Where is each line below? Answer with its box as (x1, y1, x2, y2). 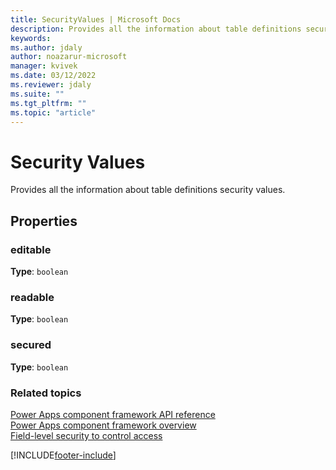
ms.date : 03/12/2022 (10, 71, 97, 81)
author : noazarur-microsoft (10, 52, 128, 62)
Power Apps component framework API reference (10, 408, 216, 420)
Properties (10, 212, 78, 230)
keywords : (10, 33, 52, 43)
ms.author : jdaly (10, 42, 83, 53)
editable (10, 242, 52, 256)
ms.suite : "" (10, 89, 65, 99)
